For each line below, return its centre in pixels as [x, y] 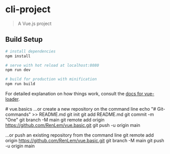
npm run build [20, 84]
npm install [18, 56]
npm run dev [18, 70]
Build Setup [24, 40]
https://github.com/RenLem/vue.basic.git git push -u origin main [73, 125]
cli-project [28, 9]
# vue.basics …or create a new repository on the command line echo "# [81, 109]
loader [12, 99]
